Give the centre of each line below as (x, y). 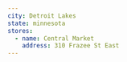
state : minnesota (37, 23)
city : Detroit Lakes (42, 16)
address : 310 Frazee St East (71, 46)
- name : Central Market (54, 38)
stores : (20, 31)
